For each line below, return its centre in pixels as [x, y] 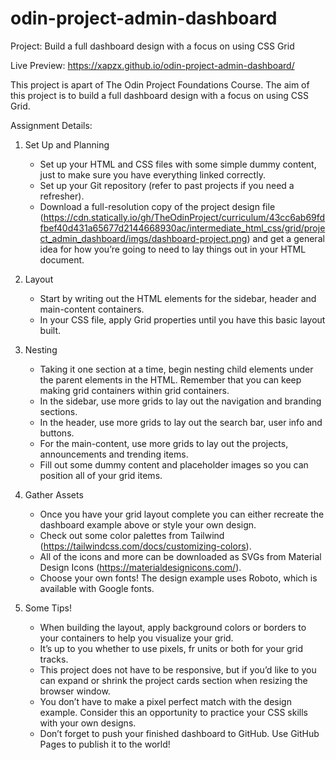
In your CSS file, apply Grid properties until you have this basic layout [182, 319]
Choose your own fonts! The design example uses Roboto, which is [178, 578]
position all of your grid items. [101, 475]
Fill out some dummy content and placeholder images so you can [174, 464]
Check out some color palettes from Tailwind [132, 535]
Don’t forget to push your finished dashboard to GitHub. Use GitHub [179, 733]
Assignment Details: [51, 125]
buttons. [57, 433]
